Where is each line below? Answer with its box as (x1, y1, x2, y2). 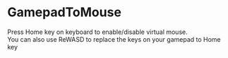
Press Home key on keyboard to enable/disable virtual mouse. (7, 28, 188, 36)
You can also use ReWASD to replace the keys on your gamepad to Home (7, 35, 221, 43)
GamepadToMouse (7, 4, 122, 21)
